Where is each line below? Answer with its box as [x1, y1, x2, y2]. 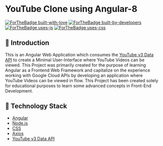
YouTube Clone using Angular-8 [5, 3, 138, 15]
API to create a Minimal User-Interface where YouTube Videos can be [5, 57, 145, 63]
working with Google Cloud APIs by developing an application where [5, 72, 143, 78]
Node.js [12, 120, 28, 126]
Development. [5, 88, 33, 93]
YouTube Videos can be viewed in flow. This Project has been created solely [5, 77, 159, 83]
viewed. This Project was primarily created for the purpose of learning [5, 62, 146, 68]
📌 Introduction [5, 39, 50, 47]
